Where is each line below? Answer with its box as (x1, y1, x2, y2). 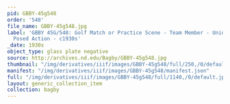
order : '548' (7, 16, 44, 23)
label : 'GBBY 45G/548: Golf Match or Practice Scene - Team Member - (7, 29, 210, 36)
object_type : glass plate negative (7, 49, 109, 55)
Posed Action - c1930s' (13, 36, 81, 42)
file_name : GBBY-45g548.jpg (7, 23, 88, 29)
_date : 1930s (7, 42, 44, 49)
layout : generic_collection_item (7, 80, 103, 87)
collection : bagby (7, 86, 60, 93)
